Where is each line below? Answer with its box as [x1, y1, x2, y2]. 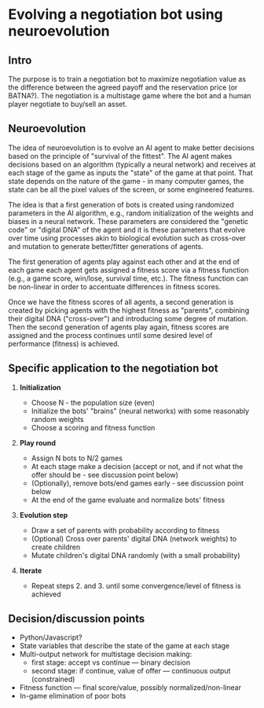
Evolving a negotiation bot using [8, 6, 224, 24]
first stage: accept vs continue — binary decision [31, 658, 191, 667]
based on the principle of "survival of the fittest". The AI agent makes [8, 151, 233, 160]
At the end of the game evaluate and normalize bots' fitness [31, 495, 225, 504]
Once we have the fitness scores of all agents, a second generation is [8, 297, 234, 306]
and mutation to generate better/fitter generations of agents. [8, 241, 204, 251]
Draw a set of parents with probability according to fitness [31, 525, 220, 535]
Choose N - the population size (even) [31, 398, 156, 407]
